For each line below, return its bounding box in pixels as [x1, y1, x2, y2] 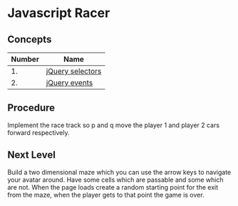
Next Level [7, 149, 56, 161]
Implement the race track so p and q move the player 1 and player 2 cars [7, 121, 219, 129]
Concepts [7, 33, 52, 45]
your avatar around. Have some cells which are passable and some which [7, 175, 224, 184]
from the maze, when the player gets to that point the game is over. [7, 190, 205, 199]
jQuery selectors [46, 66, 102, 76]
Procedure [7, 102, 56, 114]
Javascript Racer [7, 5, 110, 21]
